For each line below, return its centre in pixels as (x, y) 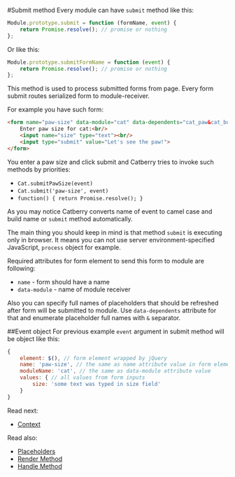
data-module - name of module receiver (74, 289)
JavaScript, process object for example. (64, 247)
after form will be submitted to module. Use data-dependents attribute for (112, 310)
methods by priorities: (39, 169)
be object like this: (34, 338)
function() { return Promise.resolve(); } (80, 198)
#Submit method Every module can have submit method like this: (101, 10)
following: (21, 268)
